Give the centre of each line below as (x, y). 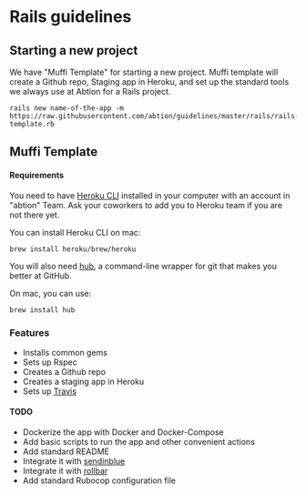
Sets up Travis (50, 391)
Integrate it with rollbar (65, 471)
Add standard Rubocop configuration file (99, 480)
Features (30, 332)
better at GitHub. (41, 276)
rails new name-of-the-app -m (67, 108)
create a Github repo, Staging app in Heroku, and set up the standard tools (149, 82)
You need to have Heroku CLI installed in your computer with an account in (150, 195)
